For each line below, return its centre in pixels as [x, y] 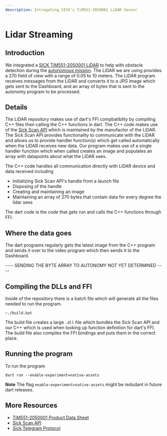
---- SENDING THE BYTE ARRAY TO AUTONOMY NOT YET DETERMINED [81, 265]
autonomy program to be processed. [43, 91]
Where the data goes [38, 233]
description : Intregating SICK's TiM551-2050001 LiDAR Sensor [71, 10]
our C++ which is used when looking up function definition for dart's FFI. [80, 327]
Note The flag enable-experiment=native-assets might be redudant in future [83, 384]
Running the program [39, 354]
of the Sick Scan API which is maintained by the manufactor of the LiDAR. [81, 130]
